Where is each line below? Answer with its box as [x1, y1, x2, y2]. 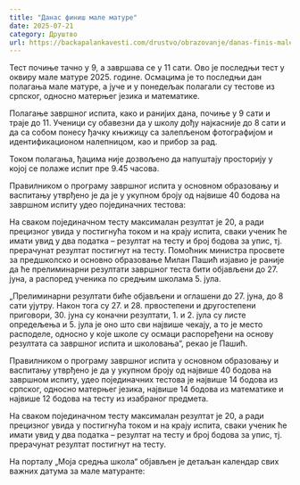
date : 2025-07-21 [9, 21, 74, 30]
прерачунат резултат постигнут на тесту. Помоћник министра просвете [9, 245, 286, 256]
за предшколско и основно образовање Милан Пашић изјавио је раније [9, 255, 285, 266]
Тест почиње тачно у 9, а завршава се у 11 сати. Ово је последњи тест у [9, 62, 285, 73]
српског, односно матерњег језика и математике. [9, 91, 200, 102]
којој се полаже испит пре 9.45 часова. [9, 163, 160, 174]
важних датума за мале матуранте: [9, 465, 146, 477]
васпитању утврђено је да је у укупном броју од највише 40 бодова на [9, 190, 280, 201]
